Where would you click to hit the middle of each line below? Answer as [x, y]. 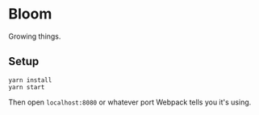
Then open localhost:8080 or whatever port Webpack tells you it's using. [130, 102]
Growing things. [35, 36]
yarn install [30, 80]
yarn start [27, 87]
